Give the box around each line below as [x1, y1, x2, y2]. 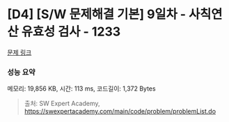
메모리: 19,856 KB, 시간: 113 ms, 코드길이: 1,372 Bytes [7, 84, 156, 93]
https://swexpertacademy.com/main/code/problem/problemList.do [24, 107, 216, 116]
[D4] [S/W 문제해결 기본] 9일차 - [7, 6, 187, 22]
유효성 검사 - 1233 [21, 24, 121, 40]
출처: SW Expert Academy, [24, 99, 100, 108]
